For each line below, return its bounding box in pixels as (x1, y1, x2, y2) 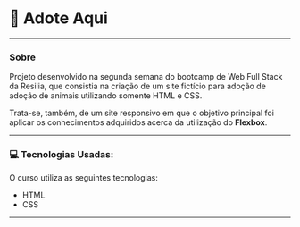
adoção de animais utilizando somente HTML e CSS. (9, 90, 203, 101)
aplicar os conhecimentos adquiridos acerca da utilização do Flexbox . (9, 117, 268, 128)
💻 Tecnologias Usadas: (9, 148, 114, 161)
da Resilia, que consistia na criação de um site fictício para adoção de (9, 80, 266, 92)
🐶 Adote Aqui (9, 8, 109, 29)
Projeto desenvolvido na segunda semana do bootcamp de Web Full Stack (9, 71, 283, 82)
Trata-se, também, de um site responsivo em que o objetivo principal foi (9, 107, 275, 119)
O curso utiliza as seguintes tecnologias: (9, 172, 158, 182)
